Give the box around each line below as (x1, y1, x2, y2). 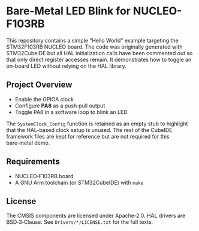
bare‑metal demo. (6, 139, 50, 146)
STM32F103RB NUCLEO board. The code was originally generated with (6, 43, 183, 50)
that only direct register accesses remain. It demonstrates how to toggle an (6, 56, 192, 63)
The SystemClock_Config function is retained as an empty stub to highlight (6, 120, 188, 127)
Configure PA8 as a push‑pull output (14, 102, 105, 109)
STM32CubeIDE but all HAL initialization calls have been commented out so (6, 49, 193, 56)
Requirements (6, 157, 60, 167)
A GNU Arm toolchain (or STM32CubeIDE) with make (14, 179, 144, 186)
